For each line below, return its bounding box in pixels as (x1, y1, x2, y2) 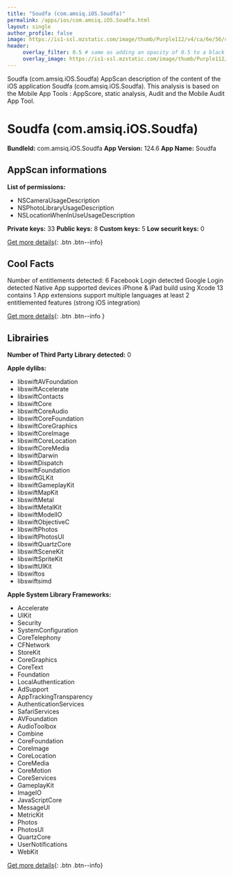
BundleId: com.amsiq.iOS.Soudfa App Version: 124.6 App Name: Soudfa (7, 144, 216, 152)
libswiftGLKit (17, 473, 54, 482)
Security (17, 619, 42, 627)
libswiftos (17, 569, 45, 578)
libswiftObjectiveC (17, 518, 70, 526)
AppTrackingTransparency (17, 692, 93, 701)
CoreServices (17, 774, 57, 782)
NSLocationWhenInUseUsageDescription (17, 211, 135, 219)
